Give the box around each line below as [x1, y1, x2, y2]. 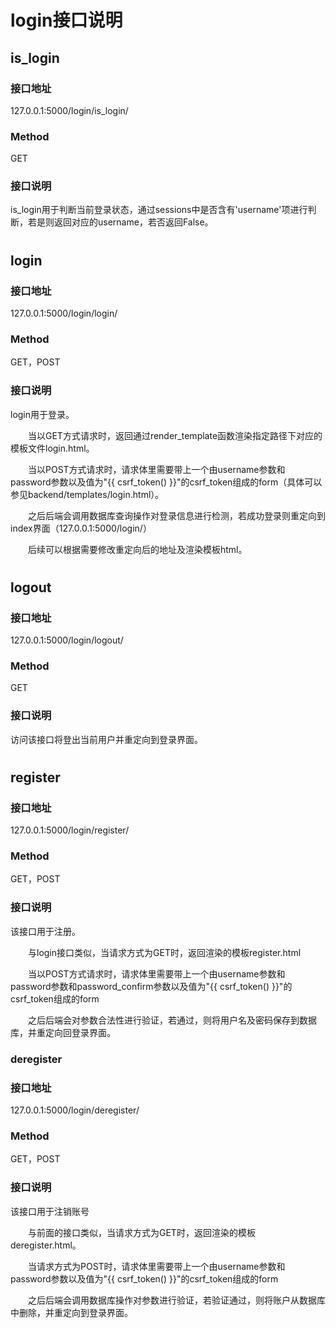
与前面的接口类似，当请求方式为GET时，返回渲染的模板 [28, 1226, 256, 1238]
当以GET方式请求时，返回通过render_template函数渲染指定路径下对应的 [28, 429, 323, 441]
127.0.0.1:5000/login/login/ [10, 307, 118, 319]
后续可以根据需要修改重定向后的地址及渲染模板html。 [28, 543, 248, 555]
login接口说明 [10, 9, 123, 32]
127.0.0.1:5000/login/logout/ [10, 634, 124, 646]
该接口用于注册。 [10, 925, 81, 937]
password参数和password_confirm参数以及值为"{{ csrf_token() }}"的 [10, 980, 293, 992]
